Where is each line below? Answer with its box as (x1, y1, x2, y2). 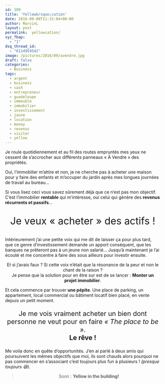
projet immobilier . (64, 278, 101, 283)
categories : (5, 62, 30, 67)
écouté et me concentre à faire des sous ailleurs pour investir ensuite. (5, 252, 147, 258)
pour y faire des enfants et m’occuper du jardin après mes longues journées (5, 175, 159, 180)
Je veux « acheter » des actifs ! (10, 215, 156, 227)
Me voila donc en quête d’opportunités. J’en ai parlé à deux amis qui (5, 348, 144, 354)
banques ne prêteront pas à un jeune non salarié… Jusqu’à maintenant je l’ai (5, 247, 160, 253)
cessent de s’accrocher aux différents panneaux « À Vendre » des (5, 154, 139, 160)
